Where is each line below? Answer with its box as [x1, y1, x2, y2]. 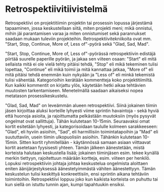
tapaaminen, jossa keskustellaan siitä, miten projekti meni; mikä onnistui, [5, 25, 153, 31]
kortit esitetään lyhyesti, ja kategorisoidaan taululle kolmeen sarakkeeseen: [5, 123, 158, 129]
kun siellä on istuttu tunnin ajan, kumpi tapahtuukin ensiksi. [5, 181, 125, 187]
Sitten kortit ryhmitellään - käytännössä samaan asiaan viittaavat [19, 139, 151, 145]
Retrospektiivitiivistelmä [5, 3, 108, 15]
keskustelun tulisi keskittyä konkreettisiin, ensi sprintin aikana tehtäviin [5, 171, 149, 177]
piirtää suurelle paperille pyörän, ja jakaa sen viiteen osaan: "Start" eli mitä [5, 56, 157, 62]
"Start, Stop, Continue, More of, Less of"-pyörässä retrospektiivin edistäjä [5, 51, 156, 57]
